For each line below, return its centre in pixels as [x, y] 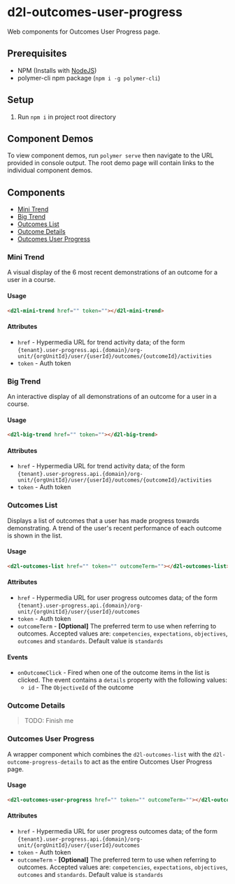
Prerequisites [37, 54]
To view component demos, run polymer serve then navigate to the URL [111, 155]
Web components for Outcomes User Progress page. [84, 31]
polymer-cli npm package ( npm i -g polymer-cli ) [89, 78]
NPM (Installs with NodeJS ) [57, 70]
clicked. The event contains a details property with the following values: [122, 680]
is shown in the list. [35, 535]
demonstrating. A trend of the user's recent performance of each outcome [115, 528]
